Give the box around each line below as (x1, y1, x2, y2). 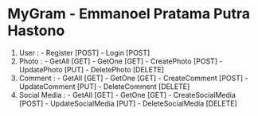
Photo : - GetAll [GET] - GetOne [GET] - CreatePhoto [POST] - (18, 56, 223, 66)
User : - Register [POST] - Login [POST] (18, 48, 150, 57)
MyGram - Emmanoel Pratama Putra (7, 5, 250, 23)
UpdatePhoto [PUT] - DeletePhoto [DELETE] (18, 64, 165, 74)
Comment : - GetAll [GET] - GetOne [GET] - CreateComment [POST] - (18, 73, 248, 83)
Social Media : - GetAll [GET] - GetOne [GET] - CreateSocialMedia (18, 90, 236, 99)
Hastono (7, 21, 65, 40)
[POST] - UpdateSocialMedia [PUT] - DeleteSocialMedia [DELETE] (18, 99, 237, 108)
